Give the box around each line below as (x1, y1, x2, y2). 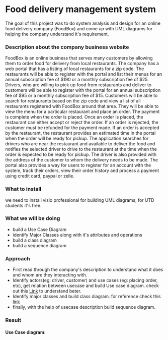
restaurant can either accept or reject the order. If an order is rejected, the (5, 120, 158, 126)
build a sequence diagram (12, 242, 67, 248)
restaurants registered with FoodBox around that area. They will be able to (5, 103, 159, 109)
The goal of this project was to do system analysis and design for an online (5, 20, 161, 26)
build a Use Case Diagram (12, 226, 67, 233)
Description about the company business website (5, 43, 129, 50)
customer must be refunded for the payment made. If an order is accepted (5, 125, 159, 131)
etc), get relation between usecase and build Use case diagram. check (12, 282, 159, 289)
